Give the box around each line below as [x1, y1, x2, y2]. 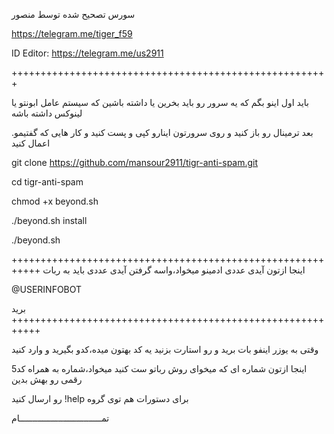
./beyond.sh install [11, 215, 88, 226]
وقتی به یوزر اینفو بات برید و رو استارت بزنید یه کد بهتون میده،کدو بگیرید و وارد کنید [11, 344, 319, 355]
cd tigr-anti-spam [11, 176, 84, 188]
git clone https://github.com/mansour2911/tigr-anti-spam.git [11, 157, 259, 168]
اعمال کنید [11, 137, 51, 149]
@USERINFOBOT [11, 284, 83, 295]
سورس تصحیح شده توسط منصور [11, 9, 136, 20]
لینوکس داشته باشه [11, 107, 83, 119]
